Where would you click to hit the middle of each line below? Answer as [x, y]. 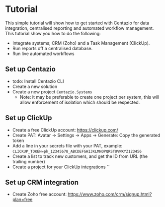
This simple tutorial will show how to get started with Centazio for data [77, 23]
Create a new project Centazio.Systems [52, 92]
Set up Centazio [30, 69]
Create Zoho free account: [40, 194]
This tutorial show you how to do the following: [53, 33]
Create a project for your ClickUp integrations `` [61, 167]
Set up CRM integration [42, 182]
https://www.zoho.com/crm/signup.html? [110, 194]
